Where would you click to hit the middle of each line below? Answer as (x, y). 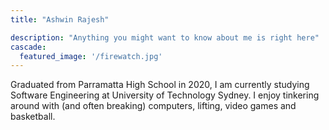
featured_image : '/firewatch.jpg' (91, 56)
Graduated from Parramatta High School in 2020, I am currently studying (160, 85)
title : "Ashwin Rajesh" (60, 19)
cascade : (28, 47)
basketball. (33, 117)
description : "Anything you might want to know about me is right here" (165, 37)
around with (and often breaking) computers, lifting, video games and (153, 106)
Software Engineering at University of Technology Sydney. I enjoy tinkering (165, 95)
